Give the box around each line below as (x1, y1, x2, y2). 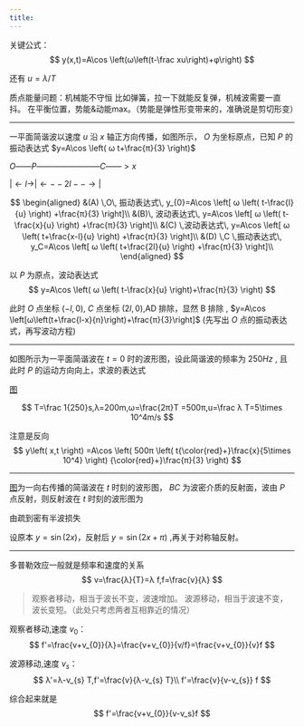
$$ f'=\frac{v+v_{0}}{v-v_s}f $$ (93, 708, 211, 719)
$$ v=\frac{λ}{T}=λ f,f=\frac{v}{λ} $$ (81, 574, 223, 585)
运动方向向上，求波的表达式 (42, 364, 147, 375)
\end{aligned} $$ (119, 250, 185, 261)
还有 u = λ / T (9, 73, 56, 83)
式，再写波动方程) (9, 325, 77, 336)
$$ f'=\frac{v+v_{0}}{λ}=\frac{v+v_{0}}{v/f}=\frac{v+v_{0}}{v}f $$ (28, 640, 276, 651)
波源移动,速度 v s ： (9, 658, 79, 672)
